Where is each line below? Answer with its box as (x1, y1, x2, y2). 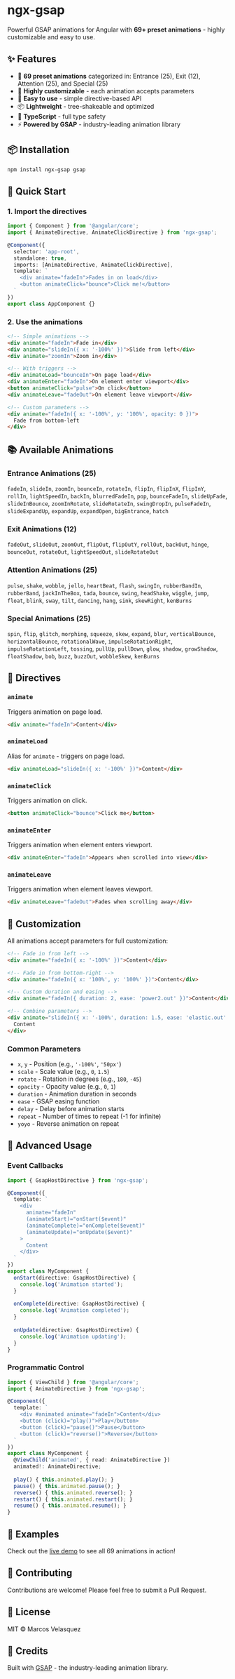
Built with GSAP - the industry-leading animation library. (7, 1664, 169, 1672)
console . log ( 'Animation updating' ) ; (20, 1333, 127, 1340)
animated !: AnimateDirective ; (13, 1463, 101, 1471)
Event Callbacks (7, 1161, 64, 1171)
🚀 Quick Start (7, 185, 66, 197)
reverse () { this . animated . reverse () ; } (13, 1489, 133, 1496)
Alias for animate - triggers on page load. (7, 752, 125, 760)
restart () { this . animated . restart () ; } (13, 1496, 133, 1503)
